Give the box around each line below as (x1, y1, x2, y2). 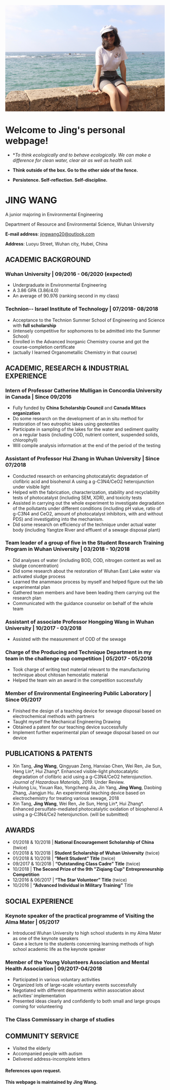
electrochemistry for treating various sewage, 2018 (12, 795, 119, 801)
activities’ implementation (12, 993, 66, 999)
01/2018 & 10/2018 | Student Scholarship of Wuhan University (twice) (12, 850, 160, 856)
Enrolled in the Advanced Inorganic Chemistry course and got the (12, 338, 149, 344)
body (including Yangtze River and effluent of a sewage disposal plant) (12, 527, 160, 533)
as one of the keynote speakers (12, 936, 78, 942)
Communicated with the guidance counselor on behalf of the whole (12, 600, 153, 606)
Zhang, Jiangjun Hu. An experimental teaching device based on (12, 790, 145, 796)
